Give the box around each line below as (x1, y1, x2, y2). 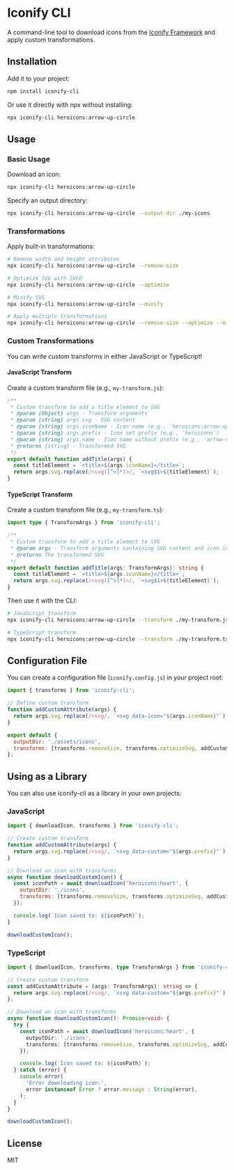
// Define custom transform (7, 700, 89, 707)
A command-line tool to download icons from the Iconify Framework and (7, 28, 216, 36)
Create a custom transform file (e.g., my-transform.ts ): (7, 505, 164, 514)
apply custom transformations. (7, 35, 95, 43)
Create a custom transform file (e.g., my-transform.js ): (7, 383, 164, 392)
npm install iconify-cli (7, 87, 79, 95)
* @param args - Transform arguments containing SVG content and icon (10, 544, 219, 551)
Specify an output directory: (7, 196, 88, 205)
